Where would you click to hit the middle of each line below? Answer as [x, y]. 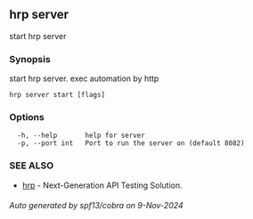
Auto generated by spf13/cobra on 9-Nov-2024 [97, 206]
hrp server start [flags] [57, 95]
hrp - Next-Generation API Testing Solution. [102, 185]
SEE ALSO [32, 166]
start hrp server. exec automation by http [84, 78]
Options [27, 118]
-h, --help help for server [81, 136]
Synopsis [30, 59]
